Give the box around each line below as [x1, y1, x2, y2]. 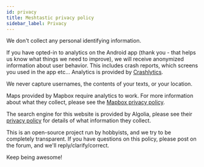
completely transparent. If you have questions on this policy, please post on [6, 135, 197, 143]
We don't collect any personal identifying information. [6, 37, 142, 45]
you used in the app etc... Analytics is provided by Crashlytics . [6, 69, 164, 76]
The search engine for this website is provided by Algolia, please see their [6, 111, 192, 118]
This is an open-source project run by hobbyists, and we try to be [6, 129, 172, 136]
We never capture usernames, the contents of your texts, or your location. [6, 80, 192, 87]
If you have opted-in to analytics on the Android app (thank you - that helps [6, 49, 197, 56]
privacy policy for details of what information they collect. [6, 117, 151, 124]
